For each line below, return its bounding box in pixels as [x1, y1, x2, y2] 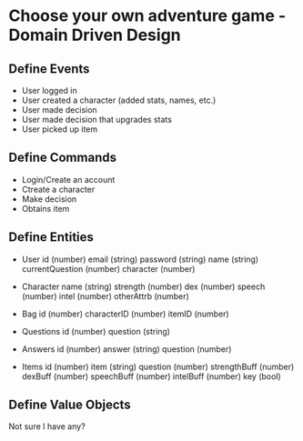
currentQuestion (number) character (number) [21, 263, 196, 274]
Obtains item [21, 203, 70, 214]
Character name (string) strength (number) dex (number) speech [21, 281, 266, 292]
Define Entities [8, 229, 95, 246]
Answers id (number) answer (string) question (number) [21, 343, 232, 355]
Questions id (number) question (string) [21, 326, 170, 336]
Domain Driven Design [8, 25, 181, 45]
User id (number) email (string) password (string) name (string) [21, 254, 259, 265]
